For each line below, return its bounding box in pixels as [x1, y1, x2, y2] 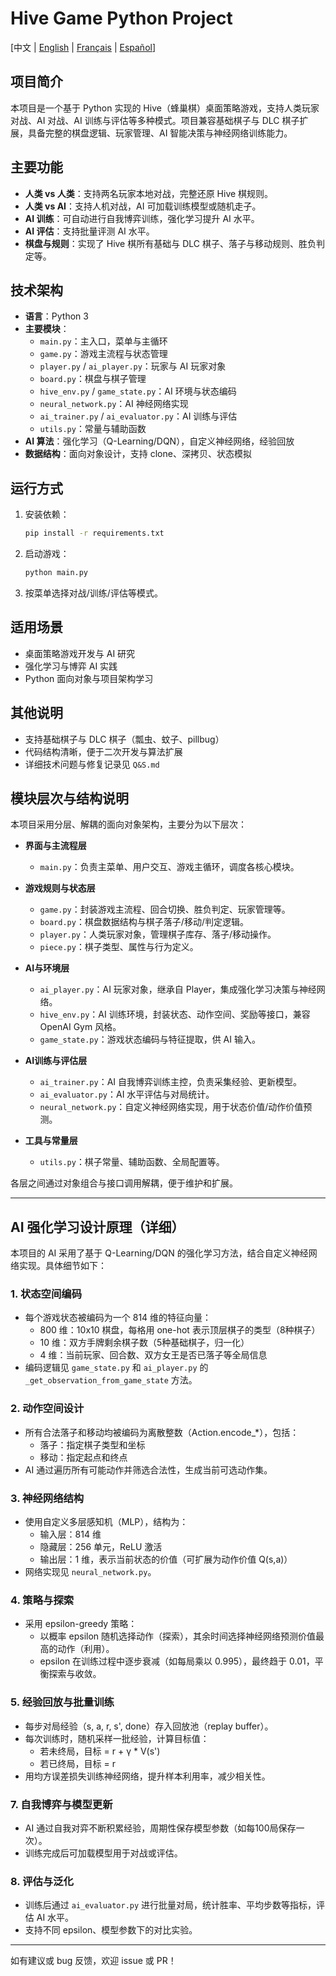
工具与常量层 [24, 1135, 78, 1147]
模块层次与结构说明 [10, 790, 129, 807]
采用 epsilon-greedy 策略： [24, 1618, 138, 1630]
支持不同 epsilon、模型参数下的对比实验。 [24, 1924, 198, 1936]
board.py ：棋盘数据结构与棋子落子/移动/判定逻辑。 [39, 916, 249, 928]
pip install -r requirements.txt [24, 528, 165, 539]
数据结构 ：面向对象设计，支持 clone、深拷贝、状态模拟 [24, 448, 252, 460]
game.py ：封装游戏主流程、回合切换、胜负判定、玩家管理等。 [39, 903, 291, 916]
